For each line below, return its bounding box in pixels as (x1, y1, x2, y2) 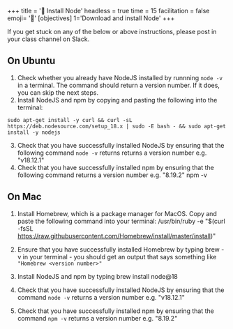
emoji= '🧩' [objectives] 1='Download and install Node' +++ (7, 14, 175, 22)
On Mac (7, 191, 42, 203)
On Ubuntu (7, 55, 56, 67)
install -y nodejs (7, 129, 61, 136)
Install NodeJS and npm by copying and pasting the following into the (17, 95, 218, 104)
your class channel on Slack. (7, 35, 90, 43)
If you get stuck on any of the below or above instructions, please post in (7, 28, 217, 36)
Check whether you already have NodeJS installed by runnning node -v (17, 73, 223, 82)
